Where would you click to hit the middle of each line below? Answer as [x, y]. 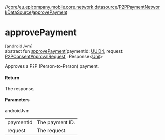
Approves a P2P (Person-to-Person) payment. [52, 66]
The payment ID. [56, 122]
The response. [20, 89]
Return [12, 77]
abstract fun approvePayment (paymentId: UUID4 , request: [64, 51]
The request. [51, 131]
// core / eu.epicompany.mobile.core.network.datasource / [62, 7]
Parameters [17, 100]
